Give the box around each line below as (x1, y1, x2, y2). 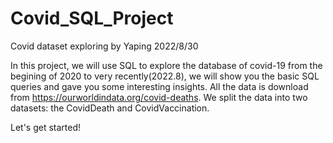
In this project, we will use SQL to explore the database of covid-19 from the (10, 59, 323, 71)
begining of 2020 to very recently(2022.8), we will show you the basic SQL (10, 70, 320, 82)
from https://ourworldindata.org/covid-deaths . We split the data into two (10, 91, 308, 103)
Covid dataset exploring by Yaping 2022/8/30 (10, 40, 199, 52)
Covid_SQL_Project (10, 7, 174, 30)
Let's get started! (10, 121, 82, 133)
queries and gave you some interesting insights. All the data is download (10, 80, 309, 92)
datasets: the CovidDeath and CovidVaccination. (10, 102, 210, 114)
